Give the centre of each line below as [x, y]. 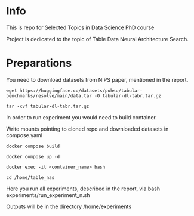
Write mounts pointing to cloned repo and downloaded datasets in [87, 129]
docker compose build [33, 146]
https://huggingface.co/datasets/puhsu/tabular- [81, 91]
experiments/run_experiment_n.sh [48, 195]
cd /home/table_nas [30, 177]
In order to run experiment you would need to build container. [81, 117]
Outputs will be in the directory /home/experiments [69, 206]
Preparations [39, 63]
